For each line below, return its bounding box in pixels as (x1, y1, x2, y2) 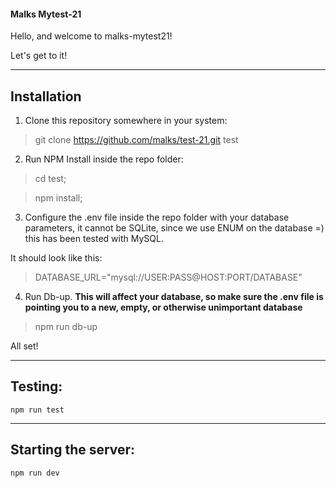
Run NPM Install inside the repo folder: (24, 153, 184, 165)
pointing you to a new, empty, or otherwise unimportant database (24, 301, 303, 314)
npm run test (10, 405, 65, 415)
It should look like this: (10, 252, 103, 264)
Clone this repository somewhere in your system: (24, 115, 228, 127)
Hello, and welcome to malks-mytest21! (10, 30, 173, 42)
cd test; (34, 173, 67, 185)
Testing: (10, 378, 63, 395)
